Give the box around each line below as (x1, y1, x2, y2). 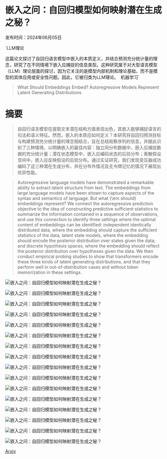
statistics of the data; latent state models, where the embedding (17, 232, 148, 238)
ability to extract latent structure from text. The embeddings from (17, 185, 151, 191)
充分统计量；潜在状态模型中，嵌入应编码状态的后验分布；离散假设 (26, 150, 162, 157)
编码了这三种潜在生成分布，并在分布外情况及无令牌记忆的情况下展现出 (17, 163, 162, 169)
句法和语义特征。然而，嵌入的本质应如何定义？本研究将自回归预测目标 (17, 132, 162, 138)
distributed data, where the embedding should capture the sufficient (17, 227, 158, 233)
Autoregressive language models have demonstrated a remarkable (17, 179, 154, 185)
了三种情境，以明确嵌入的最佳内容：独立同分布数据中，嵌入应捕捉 (21, 144, 157, 150)
